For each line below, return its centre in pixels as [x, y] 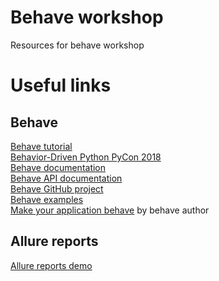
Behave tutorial [41, 146]
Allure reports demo [51, 265]
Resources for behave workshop [77, 45]
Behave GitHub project [57, 188]
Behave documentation [58, 167]
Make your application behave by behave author [110, 210]
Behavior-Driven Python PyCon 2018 [86, 157]
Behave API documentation [66, 178]
